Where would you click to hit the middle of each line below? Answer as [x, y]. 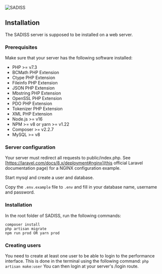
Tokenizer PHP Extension [37, 109]
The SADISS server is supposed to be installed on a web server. [69, 35]
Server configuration [30, 147]
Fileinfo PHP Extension [35, 83]
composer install [23, 224]
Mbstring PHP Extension [36, 93]
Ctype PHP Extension [34, 78]
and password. [20, 192]
